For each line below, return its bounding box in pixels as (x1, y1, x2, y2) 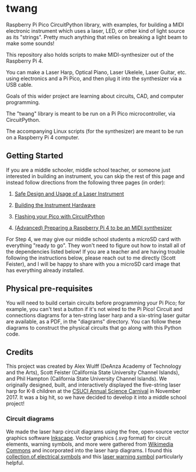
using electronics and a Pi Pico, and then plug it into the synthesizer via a (6, 75, 182, 82)
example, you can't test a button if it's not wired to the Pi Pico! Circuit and (6, 305, 183, 312)
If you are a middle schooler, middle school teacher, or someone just (6, 166, 171, 173)
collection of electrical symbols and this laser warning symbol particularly (6, 453, 183, 460)
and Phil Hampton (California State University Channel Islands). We (6, 375, 167, 382)
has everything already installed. (6, 266, 85, 273)
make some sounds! (6, 40, 55, 47)
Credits (6, 347, 34, 357)
